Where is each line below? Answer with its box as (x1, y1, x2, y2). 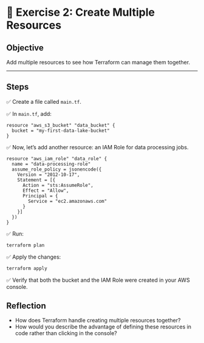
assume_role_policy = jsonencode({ (12, 166, 102, 172)
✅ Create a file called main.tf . (6, 98, 82, 105)
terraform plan (6, 242, 45, 248)
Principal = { (22, 192, 59, 199)
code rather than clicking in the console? (15, 330, 117, 337)
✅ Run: (6, 230, 24, 237)
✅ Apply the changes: (6, 253, 61, 260)
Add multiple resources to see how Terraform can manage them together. (6, 59, 190, 66)
